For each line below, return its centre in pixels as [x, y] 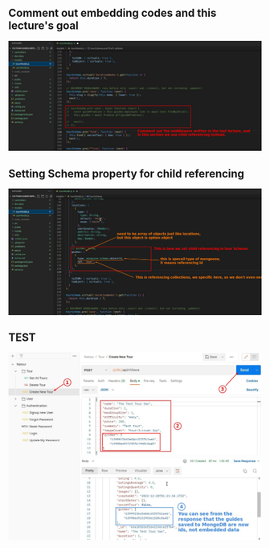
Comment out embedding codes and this [112, 13]
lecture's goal [43, 26]
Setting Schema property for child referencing [127, 173]
